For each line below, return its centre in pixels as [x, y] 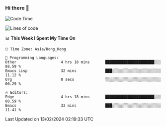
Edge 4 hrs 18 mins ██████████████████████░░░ [83, 97]
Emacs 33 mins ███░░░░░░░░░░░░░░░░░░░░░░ [83, 106]
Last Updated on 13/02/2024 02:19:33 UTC [49, 119]
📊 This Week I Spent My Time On [40, 38]
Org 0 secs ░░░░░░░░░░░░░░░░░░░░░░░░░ [83, 80]
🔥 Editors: [17, 93]
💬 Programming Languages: [32, 58]
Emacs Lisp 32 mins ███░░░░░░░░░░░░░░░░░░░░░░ [83, 71]
